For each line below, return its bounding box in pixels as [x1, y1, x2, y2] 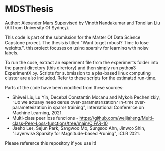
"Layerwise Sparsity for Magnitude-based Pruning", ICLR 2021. [12, 130, 140, 136]
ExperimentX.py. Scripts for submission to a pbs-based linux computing [5, 70, 151, 75]
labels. [5, 50, 19, 56]
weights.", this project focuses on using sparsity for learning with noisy [5, 45, 149, 50]
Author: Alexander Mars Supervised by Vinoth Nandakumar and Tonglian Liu [5, 20, 160, 25]
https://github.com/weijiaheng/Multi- [79, 115, 154, 121]
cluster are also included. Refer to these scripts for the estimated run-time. [5, 75, 157, 81]
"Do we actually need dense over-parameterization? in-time [12, 99, 134, 105]
